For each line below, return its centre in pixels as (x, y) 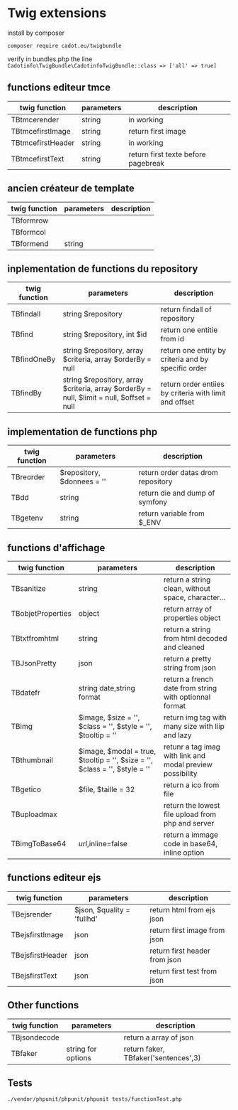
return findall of (186, 309)
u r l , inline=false (103, 844)
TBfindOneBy (33, 359)
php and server (189, 823)
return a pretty (187, 659)
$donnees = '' (83, 481)
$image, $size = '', (109, 717)
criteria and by (185, 359)
